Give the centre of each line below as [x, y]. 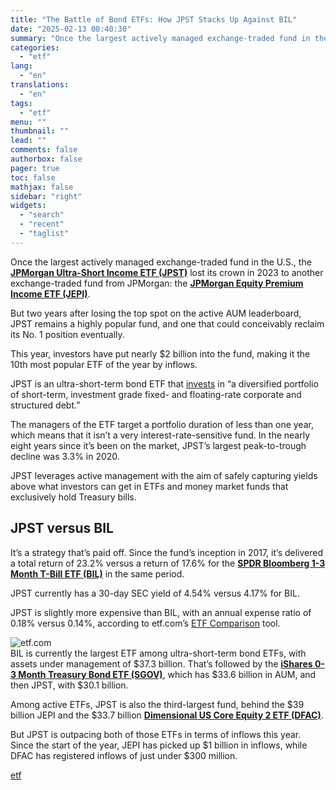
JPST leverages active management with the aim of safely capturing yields [164, 475]
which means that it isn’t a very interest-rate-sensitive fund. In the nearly [160, 435]
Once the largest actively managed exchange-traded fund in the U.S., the [161, 262]
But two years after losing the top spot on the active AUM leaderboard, [156, 313]
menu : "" [28, 122]
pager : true [35, 168]
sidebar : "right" [46, 196]
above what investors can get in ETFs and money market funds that [149, 486]
